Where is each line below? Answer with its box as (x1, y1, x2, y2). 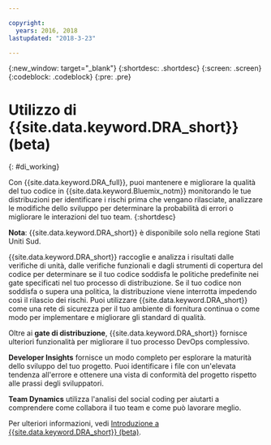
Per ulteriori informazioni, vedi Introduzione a (8, 419, 160, 429)
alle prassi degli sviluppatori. (8, 378, 104, 388)
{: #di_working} (8, 162, 60, 171)
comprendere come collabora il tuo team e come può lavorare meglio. (8, 403, 242, 413)
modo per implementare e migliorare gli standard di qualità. (8, 313, 206, 322)
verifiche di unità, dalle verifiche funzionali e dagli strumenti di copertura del (8, 261, 264, 270)
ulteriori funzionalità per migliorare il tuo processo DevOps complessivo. (8, 337, 250, 347)
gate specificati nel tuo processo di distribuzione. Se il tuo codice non (8, 278, 242, 288)
